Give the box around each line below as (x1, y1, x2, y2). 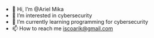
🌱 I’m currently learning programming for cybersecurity (11, 18, 149, 25)
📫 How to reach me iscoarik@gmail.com (11, 25, 113, 32)
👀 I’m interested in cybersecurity (11, 12, 92, 19)
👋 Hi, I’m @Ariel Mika (11, 6, 64, 12)
